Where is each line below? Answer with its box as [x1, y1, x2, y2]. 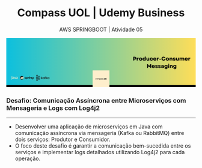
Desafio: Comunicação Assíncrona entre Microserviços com [6, 96, 186, 104]
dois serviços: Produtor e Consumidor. [14, 136, 111, 143]
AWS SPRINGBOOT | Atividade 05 [59, 26, 143, 33]
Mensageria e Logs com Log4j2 [6, 104, 100, 112]
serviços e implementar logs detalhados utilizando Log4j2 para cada [14, 149, 185, 156]
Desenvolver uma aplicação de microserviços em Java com [14, 123, 164, 130]
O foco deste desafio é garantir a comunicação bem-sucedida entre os [14, 142, 191, 149]
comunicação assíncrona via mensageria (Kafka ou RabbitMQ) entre [14, 130, 185, 137]
